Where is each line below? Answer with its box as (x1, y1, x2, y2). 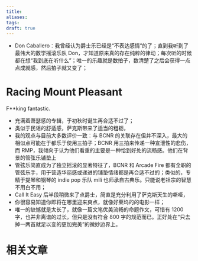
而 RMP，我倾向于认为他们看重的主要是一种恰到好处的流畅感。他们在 (14, 147, 183, 154)
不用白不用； (14, 184, 46, 191)
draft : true (6, 25, 35, 31)
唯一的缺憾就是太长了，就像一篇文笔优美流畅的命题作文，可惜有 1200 (14, 206, 184, 213)
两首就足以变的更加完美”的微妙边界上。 (25, 221, 121, 228)
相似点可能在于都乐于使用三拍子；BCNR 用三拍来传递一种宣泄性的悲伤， (14, 140, 191, 147)
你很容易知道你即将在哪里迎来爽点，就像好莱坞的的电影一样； (14, 199, 165, 206)
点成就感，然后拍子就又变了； (14, 65, 87, 72)
